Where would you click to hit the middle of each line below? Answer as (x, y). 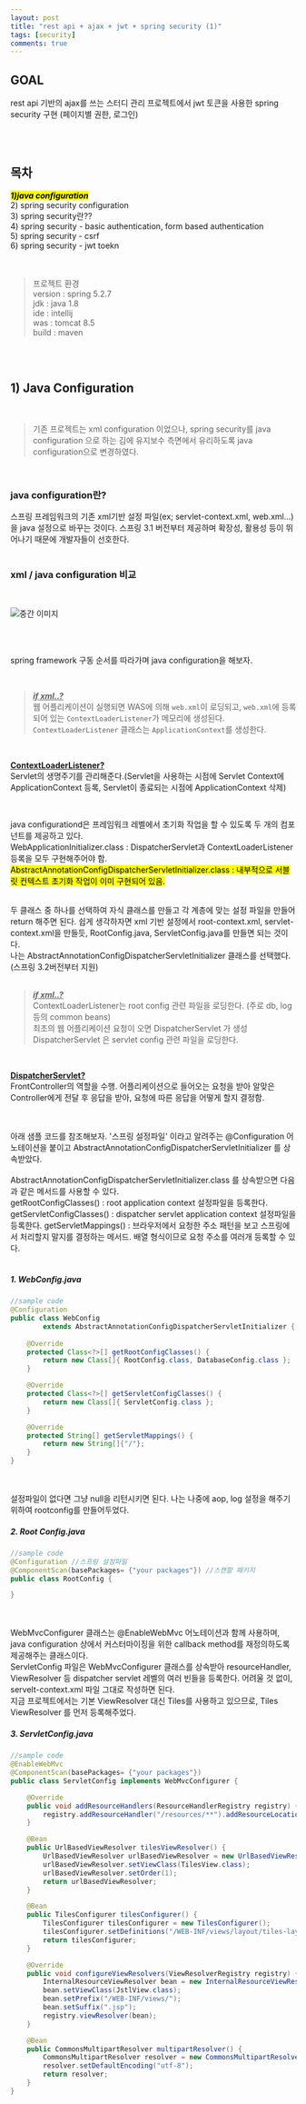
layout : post (35, 18)
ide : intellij (53, 313)
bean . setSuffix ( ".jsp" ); (90, 2008)
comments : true (39, 43)
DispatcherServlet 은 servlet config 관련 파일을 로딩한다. (135, 1040)
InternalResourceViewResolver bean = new (123, 1982)
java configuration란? (59, 494)
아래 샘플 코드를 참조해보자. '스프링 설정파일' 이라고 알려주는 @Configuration (148, 1136)
